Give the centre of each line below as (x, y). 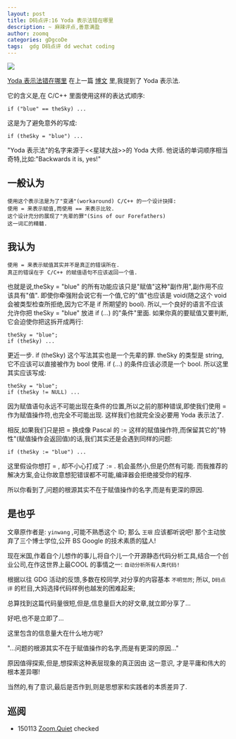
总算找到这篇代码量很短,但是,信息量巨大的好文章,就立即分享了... (99, 603)
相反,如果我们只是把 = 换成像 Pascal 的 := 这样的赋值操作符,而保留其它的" (114, 429)
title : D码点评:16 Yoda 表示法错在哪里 (61, 20)
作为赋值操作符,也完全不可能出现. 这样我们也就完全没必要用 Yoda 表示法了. (116, 415)
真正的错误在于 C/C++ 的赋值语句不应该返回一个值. (73, 272)
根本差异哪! (24, 672)
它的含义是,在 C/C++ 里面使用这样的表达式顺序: (76, 95)
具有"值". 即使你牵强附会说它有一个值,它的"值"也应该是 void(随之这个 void (120, 295)
